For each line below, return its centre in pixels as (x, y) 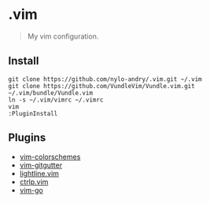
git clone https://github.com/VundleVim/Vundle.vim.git (101, 86)
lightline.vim (39, 173)
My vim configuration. (63, 36)
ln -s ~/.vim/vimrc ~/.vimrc (56, 100)
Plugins (27, 138)
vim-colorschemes (50, 157)
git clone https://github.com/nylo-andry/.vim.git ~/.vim (105, 79)
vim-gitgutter (41, 165)
